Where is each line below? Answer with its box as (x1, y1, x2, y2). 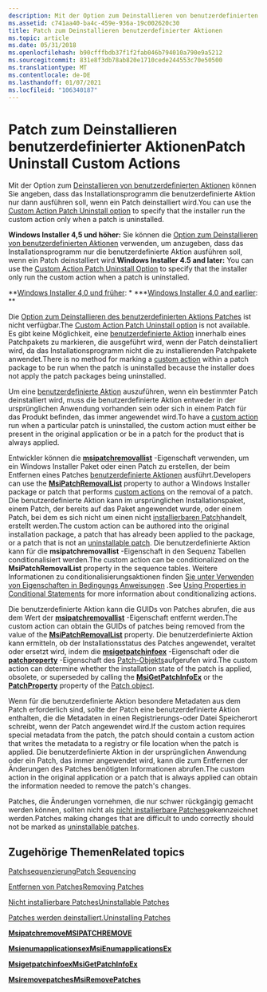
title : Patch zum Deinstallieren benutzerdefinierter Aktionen (8, 26, 223, 34)
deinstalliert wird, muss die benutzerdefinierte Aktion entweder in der (8, 395, 237, 405)
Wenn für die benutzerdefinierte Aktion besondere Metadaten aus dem (8, 696, 241, 706)
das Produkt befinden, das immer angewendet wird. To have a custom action (8, 412, 259, 422)
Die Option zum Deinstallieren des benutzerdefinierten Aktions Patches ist (8, 312, 252, 322)
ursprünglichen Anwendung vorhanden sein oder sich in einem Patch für (8, 404, 247, 414)
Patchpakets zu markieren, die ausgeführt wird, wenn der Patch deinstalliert (8, 337, 258, 347)
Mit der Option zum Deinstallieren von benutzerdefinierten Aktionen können (8, 181, 257, 190)
